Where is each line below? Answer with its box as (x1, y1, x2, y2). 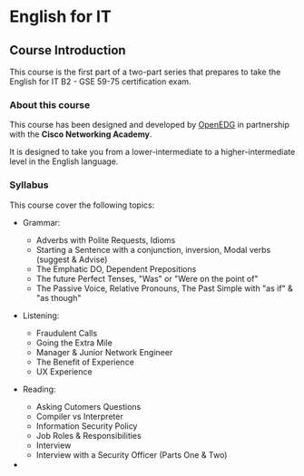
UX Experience (35, 365, 93, 377)
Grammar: (22, 217, 61, 228)
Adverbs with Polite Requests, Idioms (35, 234, 176, 246)
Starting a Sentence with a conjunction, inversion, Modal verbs (35, 244, 271, 255)
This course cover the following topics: (9, 199, 155, 210)
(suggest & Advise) (35, 254, 108, 265)
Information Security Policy (35, 420, 138, 432)
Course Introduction (9, 43, 126, 58)
